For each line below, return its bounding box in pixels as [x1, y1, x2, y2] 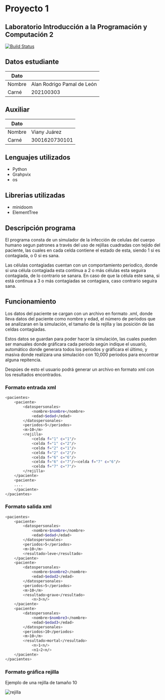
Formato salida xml [5, 503, 52, 510]
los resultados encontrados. [5, 371, 62, 378]
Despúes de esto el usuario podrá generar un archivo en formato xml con [5, 366, 155, 372]
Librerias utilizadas [5, 191, 65, 199]
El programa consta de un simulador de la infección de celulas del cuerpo [5, 237, 155, 243]
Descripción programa [5, 224, 76, 232]
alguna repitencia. [5, 356, 42, 363]
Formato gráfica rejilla [5, 668, 59, 675]
